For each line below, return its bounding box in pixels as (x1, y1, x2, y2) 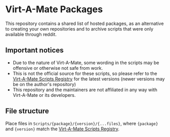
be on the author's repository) (12, 81, 76, 87)
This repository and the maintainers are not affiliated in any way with (12, 87, 158, 93)
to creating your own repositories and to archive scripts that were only (5, 25, 154, 32)
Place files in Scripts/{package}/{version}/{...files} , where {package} (5, 120, 158, 126)
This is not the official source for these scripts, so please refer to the (12, 70, 157, 76)
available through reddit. (5, 31, 57, 37)
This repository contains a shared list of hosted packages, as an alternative (5, 20, 164, 26)
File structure (5, 107, 49, 116)
